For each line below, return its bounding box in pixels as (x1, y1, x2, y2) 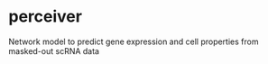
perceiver (8, 6, 83, 27)
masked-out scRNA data (8, 45, 100, 56)
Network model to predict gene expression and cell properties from (8, 36, 259, 47)
